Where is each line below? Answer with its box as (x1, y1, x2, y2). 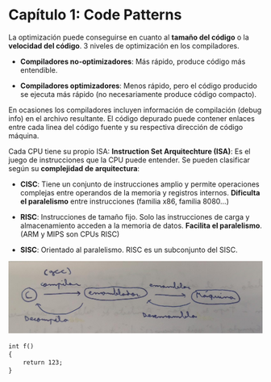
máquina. (8, 131, 40, 141)
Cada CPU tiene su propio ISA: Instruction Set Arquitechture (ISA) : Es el (8, 146, 251, 156)
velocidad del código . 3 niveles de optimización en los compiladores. (8, 40, 240, 50)
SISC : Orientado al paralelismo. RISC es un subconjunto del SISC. (19, 245, 238, 254)
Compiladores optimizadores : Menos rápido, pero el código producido (19, 81, 258, 90)
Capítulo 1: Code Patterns (8, 6, 182, 24)
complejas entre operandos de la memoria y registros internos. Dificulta (19, 187, 261, 197)
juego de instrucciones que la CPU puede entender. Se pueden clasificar (8, 155, 250, 165)
